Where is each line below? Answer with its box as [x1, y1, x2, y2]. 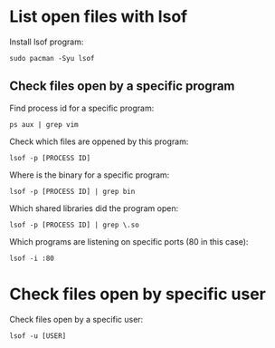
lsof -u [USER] [9, 331, 67, 341]
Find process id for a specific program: [9, 102, 155, 113]
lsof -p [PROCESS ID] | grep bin [9, 187, 136, 196]
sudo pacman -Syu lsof [9, 53, 95, 63]
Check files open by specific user [9, 284, 267, 304]
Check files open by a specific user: [9, 314, 144, 324]
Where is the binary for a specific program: [9, 169, 170, 180]
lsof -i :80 [9, 254, 54, 263]
